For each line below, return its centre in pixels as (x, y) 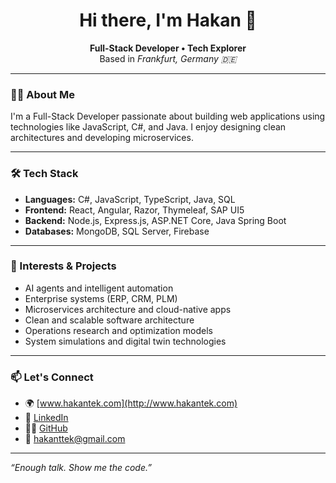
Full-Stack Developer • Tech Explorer (168, 48)
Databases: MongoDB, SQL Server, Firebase (117, 231)
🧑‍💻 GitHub (46, 428)
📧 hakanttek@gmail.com (75, 439)
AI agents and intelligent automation (99, 288)
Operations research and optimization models (118, 330)
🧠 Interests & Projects (63, 266)
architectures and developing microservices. (102, 138)
